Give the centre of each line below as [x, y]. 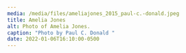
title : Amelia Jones [37, 20]
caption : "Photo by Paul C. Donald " [61, 33]
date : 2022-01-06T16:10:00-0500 [53, 39]
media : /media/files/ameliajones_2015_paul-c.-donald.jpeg [93, 13]
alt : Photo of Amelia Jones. [49, 26]
